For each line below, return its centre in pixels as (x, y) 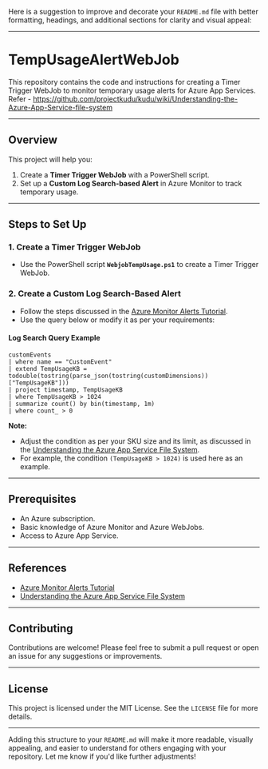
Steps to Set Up (47, 224)
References (37, 568)
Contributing (41, 628)
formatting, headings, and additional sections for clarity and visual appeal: (130, 20)
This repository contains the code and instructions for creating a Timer (124, 82)
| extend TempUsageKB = (48, 369)
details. (20, 717)
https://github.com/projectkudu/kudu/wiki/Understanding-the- (135, 98)
